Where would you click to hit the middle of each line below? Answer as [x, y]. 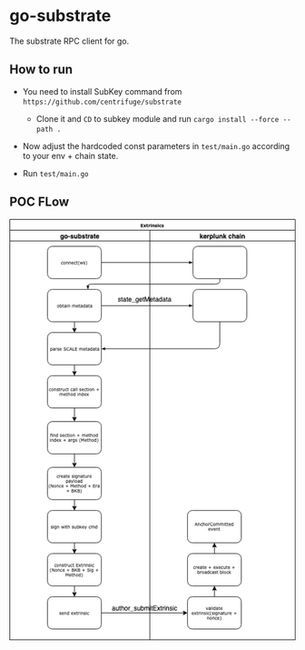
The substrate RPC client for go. [69, 41]
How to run [41, 70]
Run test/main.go [55, 173]
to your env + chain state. [70, 155]
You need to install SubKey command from [102, 91]
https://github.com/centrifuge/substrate [102, 102]
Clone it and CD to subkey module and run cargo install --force [157, 118]
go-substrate [60, 16]
